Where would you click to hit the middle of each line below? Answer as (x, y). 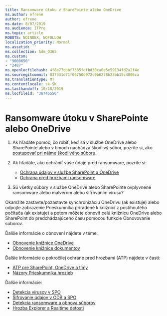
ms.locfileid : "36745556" (32, 93)
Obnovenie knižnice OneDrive (43, 243)
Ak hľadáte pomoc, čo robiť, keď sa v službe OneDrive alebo (75, 142)
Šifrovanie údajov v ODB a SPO (44, 298)
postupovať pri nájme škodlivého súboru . (54, 153)
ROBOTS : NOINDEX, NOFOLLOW (33, 38)
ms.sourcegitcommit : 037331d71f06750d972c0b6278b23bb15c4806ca (72, 75)
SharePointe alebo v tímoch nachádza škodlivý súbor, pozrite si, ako (83, 148)
